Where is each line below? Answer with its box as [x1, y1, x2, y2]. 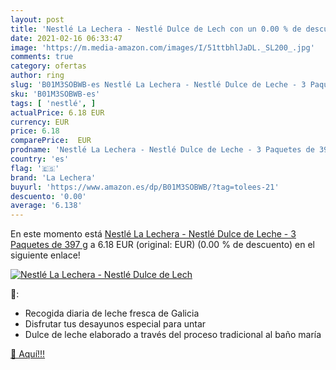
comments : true [10, 52, 74, 62]
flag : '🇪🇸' [10, 163, 60, 173]
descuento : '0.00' [10, 191, 87, 201]
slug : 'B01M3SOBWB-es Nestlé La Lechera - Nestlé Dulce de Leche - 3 [10, 80, 307, 90]
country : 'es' [10, 154, 70, 164]
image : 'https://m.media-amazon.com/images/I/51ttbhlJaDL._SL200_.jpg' [10, 42, 315, 53]
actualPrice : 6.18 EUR [10, 107, 105, 118]
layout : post [10, 14, 65, 25]
